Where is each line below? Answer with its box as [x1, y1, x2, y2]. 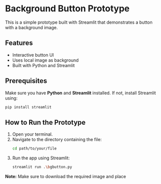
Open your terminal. [12, 131, 53, 137]
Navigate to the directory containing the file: [12, 137, 102, 143]
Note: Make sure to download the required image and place [5, 174, 127, 179]
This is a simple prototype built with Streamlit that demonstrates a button [5, 19, 153, 25]
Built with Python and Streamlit [12, 62, 75, 68]
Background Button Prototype [5, 3, 129, 14]
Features [5, 39, 33, 47]
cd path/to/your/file [12, 146, 57, 151]
